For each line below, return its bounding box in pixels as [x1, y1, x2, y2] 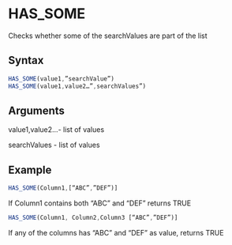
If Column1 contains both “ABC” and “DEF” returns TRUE [8, 198, 192, 208]
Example [8, 163, 52, 176]
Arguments [8, 104, 65, 117]
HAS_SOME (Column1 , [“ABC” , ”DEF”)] [8, 184, 118, 192]
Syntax [8, 54, 44, 67]
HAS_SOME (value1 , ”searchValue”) [8, 74, 114, 83]
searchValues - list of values [8, 140, 100, 150]
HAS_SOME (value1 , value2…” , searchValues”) [8, 82, 147, 90]
